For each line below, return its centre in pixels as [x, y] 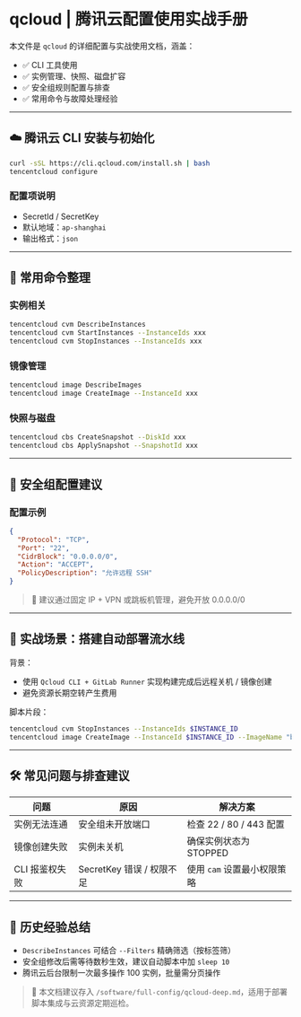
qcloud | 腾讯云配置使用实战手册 [129, 19]
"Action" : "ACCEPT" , [56, 565]
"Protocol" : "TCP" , [54, 539]
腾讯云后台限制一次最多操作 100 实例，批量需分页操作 [121, 973]
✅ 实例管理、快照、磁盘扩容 [74, 76]
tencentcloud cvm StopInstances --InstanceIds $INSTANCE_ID [124, 729]
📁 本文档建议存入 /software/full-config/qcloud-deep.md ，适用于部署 [159, 992]
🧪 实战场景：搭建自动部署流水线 [97, 639]
